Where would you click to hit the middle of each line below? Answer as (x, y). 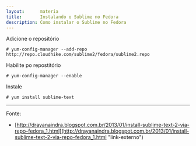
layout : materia (32, 11)
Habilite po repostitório (34, 65)
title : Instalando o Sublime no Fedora (62, 17)
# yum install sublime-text (40, 97)
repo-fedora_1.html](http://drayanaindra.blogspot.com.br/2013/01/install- (102, 131)
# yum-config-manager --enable (44, 76)
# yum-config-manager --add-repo (47, 49)
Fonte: (14, 113)
